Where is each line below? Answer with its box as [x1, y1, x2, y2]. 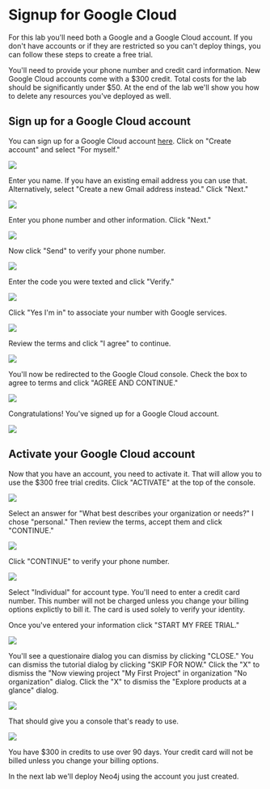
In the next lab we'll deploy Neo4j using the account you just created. [8, 771, 239, 781]
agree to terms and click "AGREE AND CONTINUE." [8, 378, 179, 388]
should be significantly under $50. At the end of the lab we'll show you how [8, 83, 260, 92]
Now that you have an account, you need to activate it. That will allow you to [8, 469, 263, 478]
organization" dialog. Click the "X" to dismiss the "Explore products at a [8, 677, 247, 686]
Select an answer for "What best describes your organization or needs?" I [8, 508, 255, 518]
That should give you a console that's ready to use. [8, 716, 179, 726]
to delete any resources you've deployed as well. [8, 91, 171, 100]
